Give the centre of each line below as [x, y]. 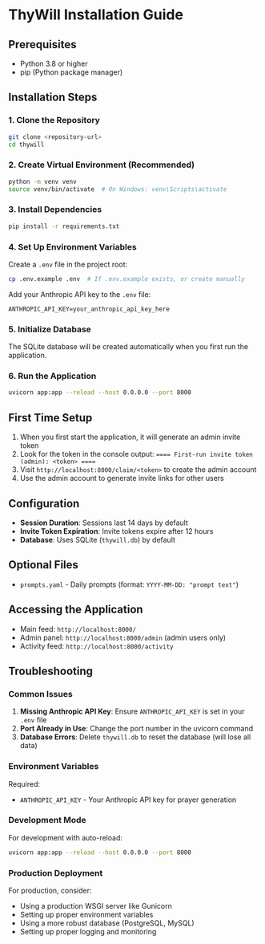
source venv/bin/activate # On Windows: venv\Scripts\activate [118, 189]
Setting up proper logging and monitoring [88, 932]
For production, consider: [50, 890]
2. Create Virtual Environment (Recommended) [101, 165]
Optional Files [43, 565]
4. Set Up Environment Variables [73, 246]
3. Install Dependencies [55, 210]
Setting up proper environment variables [86, 914]
